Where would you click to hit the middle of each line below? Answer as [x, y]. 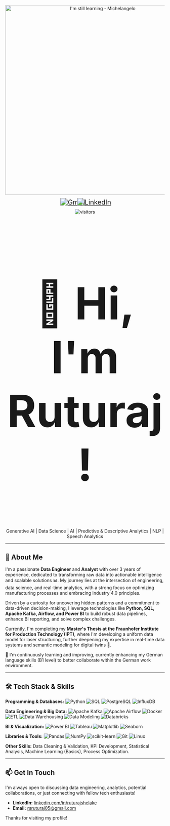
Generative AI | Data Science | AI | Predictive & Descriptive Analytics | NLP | [85, 531]
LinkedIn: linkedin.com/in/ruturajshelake [55, 803]
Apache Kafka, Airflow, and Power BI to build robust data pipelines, [76, 613]
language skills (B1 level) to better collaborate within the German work [78, 660]
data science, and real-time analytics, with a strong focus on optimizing [80, 588]
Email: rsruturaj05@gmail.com [44, 808]
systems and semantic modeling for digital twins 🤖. [58, 645]
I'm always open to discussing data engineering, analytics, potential [76, 788]
